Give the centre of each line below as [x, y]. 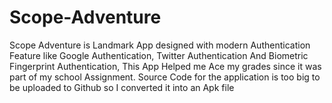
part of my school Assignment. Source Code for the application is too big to [165, 77]
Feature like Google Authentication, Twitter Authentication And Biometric [159, 55]
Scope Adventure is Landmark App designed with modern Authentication [160, 45]
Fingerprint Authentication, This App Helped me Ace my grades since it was [165, 66]
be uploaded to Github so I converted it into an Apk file [122, 87]
